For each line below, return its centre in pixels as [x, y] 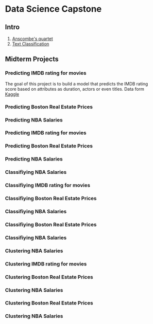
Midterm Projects [32, 59]
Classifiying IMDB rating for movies [48, 185]
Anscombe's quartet [33, 39]
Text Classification [31, 44]
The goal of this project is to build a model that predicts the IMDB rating [76, 83]
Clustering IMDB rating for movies [46, 263]
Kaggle [12, 94]
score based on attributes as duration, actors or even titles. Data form [75, 89]
